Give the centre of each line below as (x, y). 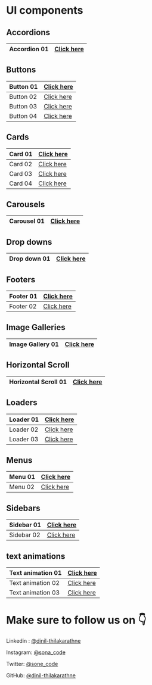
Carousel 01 (27, 221)
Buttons (21, 70)
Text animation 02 (35, 583)
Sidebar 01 (25, 525)
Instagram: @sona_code (36, 652)
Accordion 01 (29, 49)
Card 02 (21, 164)
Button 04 (23, 116)
